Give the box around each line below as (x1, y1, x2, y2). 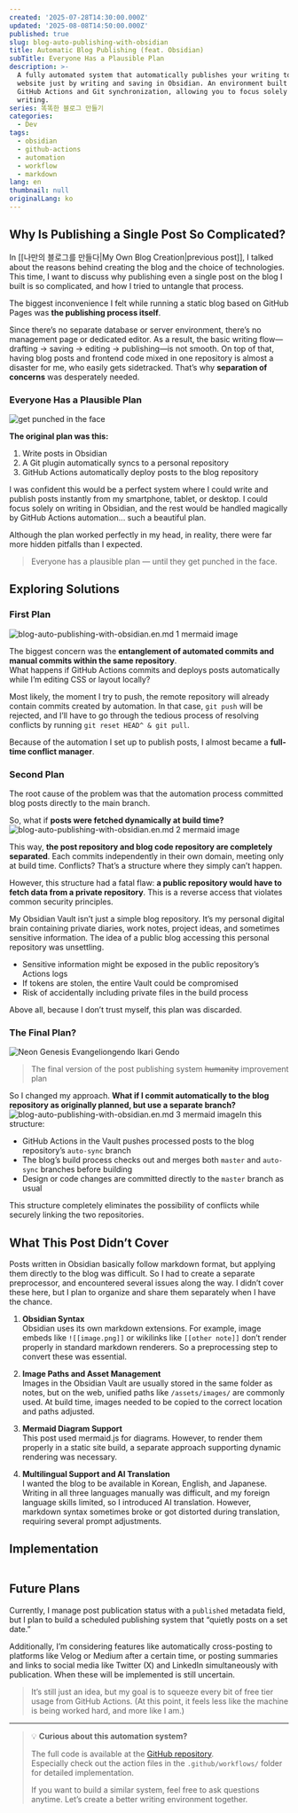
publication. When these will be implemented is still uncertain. (9, 1668, 235, 1680)
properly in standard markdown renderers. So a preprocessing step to (21, 1342, 278, 1353)
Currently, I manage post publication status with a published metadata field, (9, 1605, 286, 1615)
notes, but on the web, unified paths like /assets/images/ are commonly (21, 1387, 286, 1398)
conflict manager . (27, 746, 95, 756)
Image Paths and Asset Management (21, 1369, 161, 1379)
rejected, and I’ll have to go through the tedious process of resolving (9, 710, 259, 721)
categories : (9, 112, 53, 121)
